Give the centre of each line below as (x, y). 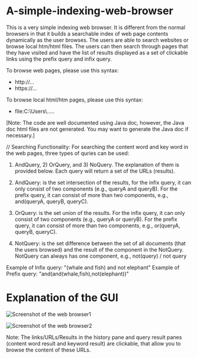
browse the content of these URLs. (49, 350)
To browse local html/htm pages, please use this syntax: (75, 100)
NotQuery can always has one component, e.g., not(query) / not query (101, 256)
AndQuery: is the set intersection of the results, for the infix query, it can (103, 182)
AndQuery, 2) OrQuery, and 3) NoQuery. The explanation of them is (97, 164)
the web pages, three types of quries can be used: (68, 153)
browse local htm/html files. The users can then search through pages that (97, 46)
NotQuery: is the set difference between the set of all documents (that (100, 243)
